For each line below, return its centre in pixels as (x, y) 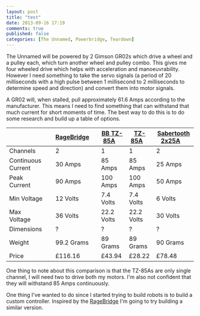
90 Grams (170, 242)
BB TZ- (112, 133)
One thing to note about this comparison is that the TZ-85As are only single (99, 271)
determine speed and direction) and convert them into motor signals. (90, 88)
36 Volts (67, 216)
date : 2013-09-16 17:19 (36, 23)
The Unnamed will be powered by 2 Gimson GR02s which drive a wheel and (99, 56)
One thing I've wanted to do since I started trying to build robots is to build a (99, 295)
